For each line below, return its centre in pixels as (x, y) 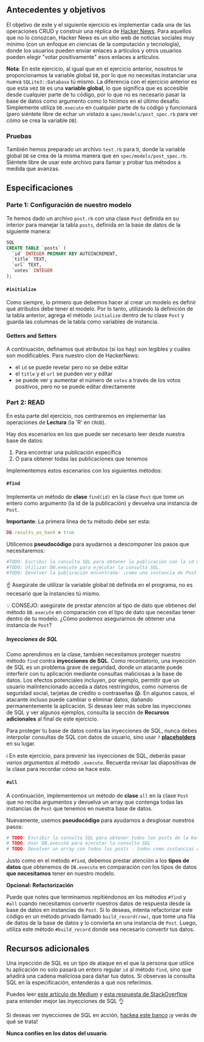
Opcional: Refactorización (40, 885)
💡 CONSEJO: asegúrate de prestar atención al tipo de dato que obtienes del (101, 605)
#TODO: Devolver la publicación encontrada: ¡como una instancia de (95, 573)
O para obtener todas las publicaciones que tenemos (81, 459)
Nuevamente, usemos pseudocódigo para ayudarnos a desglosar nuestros (100, 820)
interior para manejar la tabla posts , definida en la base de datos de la (93, 225)
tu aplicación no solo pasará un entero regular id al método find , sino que (99, 969)
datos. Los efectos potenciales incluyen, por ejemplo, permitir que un (93, 680)
